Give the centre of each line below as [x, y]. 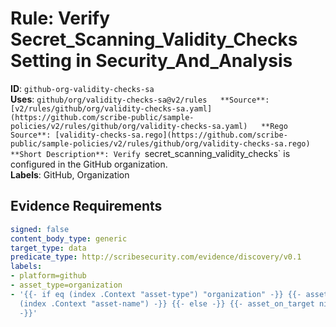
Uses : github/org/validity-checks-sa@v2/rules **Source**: [140, 99]
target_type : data [48, 248]
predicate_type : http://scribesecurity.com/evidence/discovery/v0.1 [156, 257]
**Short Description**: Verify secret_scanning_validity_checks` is [150, 153]
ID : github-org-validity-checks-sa [82, 88]
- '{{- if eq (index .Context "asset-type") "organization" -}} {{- [156, 294]
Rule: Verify [60, 18]
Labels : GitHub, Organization [70, 174]
